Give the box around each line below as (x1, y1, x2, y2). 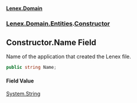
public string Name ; (6, 65, 57, 71)
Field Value (6, 77, 34, 84)
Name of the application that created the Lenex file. (6, 53, 132, 60)
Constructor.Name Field (6, 37, 96, 47)
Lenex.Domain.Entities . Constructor (6, 19, 110, 28)
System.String (6, 90, 41, 97)
